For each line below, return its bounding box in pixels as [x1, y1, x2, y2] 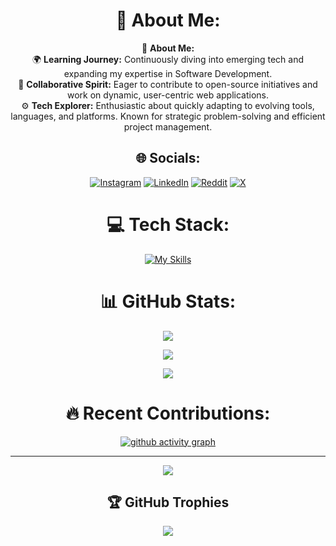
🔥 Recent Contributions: [65, 402, 271, 424]
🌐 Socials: [135, 150, 201, 167]
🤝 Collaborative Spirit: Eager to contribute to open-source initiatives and [18, 78, 318, 90]
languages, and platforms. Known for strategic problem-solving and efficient [10, 110, 326, 122]
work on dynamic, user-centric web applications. [66, 89, 270, 101]
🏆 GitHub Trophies [106, 494, 230, 511]
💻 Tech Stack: [106, 213, 230, 236]
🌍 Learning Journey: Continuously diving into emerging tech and [31, 53, 305, 65]
